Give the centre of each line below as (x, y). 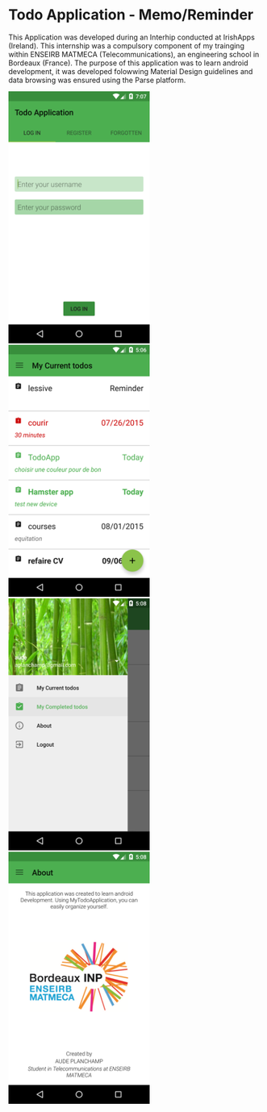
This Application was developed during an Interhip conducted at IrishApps (132, 37)
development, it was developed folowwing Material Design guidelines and (131, 71)
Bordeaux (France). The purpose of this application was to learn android (128, 63)
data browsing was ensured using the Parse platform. (97, 80)
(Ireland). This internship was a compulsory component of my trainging (126, 45)
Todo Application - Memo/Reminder (131, 15)
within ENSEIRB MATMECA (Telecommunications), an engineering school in (134, 54)
